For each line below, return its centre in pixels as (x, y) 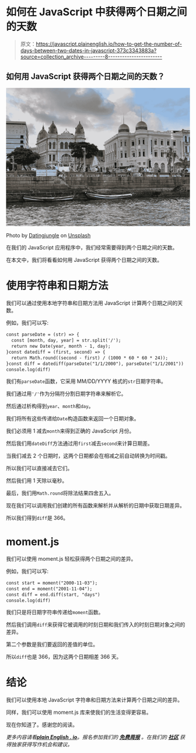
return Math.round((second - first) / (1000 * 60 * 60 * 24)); (90, 358)
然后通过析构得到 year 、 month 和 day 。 (50, 406)
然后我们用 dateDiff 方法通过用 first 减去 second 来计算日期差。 (80, 443)
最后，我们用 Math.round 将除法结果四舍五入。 (60, 493)
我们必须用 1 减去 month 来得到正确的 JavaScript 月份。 (70, 431)
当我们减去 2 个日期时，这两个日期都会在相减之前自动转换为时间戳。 (88, 455)
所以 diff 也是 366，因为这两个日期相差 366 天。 (64, 657)
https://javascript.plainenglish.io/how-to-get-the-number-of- (109, 44)
